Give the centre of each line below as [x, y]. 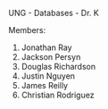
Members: [27, 30]
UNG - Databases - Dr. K [54, 13]
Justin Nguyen [48, 76]
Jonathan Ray [46, 47]
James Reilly [45, 85]
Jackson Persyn [51, 57]
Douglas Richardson [58, 67]
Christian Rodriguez [58, 95]
